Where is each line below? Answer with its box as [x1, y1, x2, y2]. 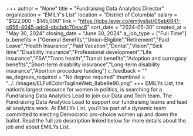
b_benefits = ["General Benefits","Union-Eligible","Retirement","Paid [6, 36, 170, 43]
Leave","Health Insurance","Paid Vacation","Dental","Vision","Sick [6, 42, 163, 49]
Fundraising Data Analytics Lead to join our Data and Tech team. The [6, 92, 172, 99]
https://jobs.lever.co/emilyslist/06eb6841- [80, 18, 181, 24]
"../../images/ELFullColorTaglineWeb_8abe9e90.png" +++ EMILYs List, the [6, 80, 184, 87]
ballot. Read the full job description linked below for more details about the [6, 117, 187, 124]
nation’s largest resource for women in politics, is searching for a [6, 86, 162, 93]
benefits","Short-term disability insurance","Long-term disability [6, 61, 160, 68]
